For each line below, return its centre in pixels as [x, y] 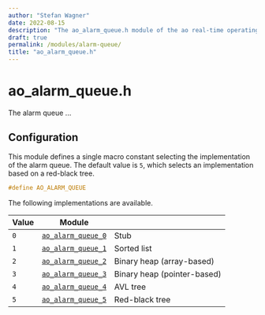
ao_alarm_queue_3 [75, 274]
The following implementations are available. [81, 202]
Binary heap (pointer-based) [168, 274]
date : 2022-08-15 [37, 23]
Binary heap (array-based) [164, 261]
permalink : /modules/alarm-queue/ [65, 45]
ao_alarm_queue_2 [75, 261]
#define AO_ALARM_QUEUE [47, 187]
